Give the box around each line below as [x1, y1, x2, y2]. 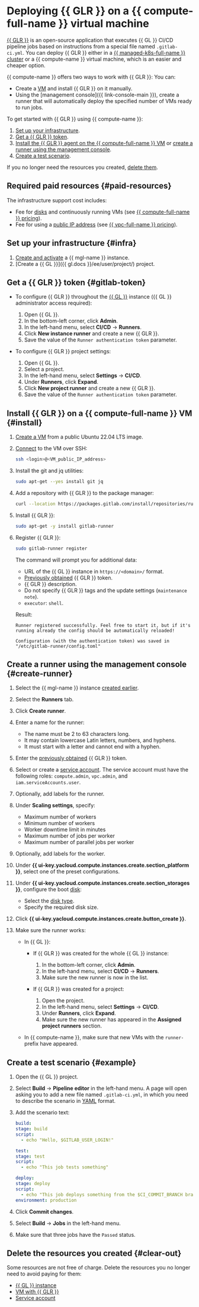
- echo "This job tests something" [21, 1164, 109, 1170]
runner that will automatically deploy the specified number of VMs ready [15, 97, 192, 105]
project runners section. [41, 1022, 102, 1030]
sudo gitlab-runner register [15, 546, 88, 551]
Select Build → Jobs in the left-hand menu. [15, 1220, 121, 1227]
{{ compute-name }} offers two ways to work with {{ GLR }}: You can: [7, 73, 176, 80]
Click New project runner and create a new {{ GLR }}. [24, 385, 156, 392]
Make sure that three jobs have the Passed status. [15, 1231, 136, 1238]
